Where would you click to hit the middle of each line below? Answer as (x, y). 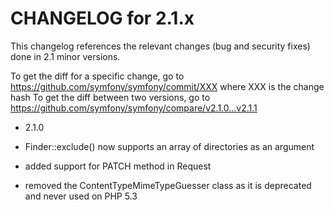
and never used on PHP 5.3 (81, 196)
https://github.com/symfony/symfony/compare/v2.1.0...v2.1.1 (134, 108)
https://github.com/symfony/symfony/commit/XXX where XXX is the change (167, 86)
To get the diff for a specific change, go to (97, 76)
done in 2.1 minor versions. (65, 56)
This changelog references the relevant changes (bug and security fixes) (160, 46)
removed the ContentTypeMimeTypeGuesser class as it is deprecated (168, 185)
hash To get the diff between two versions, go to (110, 97)
